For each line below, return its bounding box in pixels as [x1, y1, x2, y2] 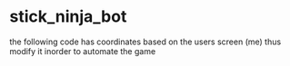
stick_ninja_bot [9, 6, 127, 27]
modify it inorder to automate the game [9, 45, 156, 56]
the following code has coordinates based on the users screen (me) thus [9, 36, 282, 47]
